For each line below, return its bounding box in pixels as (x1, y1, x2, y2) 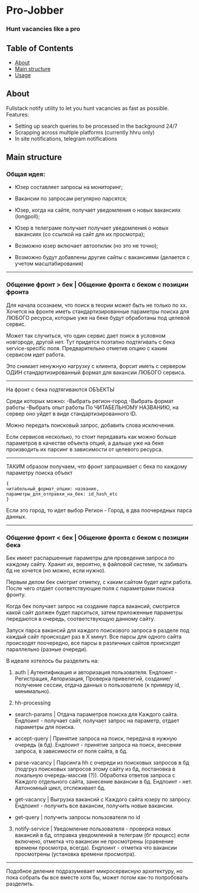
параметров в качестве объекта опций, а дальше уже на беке (6, 439, 164, 446)
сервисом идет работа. (6, 351, 66, 358)
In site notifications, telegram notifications (14, 135, 117, 142)
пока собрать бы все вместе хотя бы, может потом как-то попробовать (6, 874, 188, 881)
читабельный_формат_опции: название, (6, 486, 99, 492)
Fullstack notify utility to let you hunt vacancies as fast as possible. (6, 105, 169, 112)
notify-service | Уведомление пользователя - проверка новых (14, 825, 171, 832)
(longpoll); (14, 213, 40, 220)
